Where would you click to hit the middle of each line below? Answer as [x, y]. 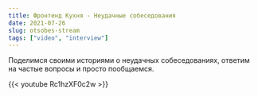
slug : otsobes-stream [44, 30]
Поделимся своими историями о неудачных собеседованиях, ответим [129, 60]
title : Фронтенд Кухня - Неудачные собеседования [92, 16]
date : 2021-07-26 [37, 23]
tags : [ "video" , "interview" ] [59, 38]
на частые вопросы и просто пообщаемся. [81, 69]
